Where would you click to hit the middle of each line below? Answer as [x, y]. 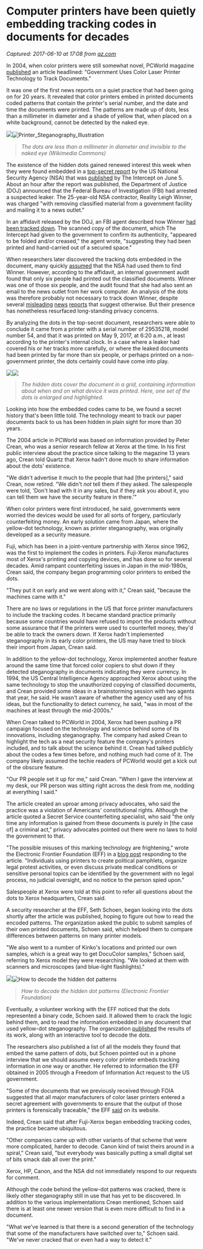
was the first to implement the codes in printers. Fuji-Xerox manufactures [98, 553]
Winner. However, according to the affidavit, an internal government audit [98, 272]
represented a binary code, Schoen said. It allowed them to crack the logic [99, 1015]
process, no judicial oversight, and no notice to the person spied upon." [95, 880]
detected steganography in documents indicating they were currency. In [96, 672]
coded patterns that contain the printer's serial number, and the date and [97, 103]
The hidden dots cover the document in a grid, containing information [108, 384]
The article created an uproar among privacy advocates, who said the [93, 803]
